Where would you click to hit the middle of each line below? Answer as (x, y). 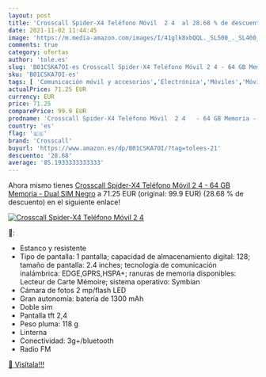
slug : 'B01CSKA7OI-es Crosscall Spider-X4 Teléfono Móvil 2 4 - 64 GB (127, 67)
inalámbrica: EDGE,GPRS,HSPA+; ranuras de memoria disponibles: (128, 273)
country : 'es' (32, 126)
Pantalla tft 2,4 (44, 316)
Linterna (33, 333)
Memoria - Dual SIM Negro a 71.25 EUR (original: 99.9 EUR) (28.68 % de (126, 194)
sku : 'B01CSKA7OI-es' (44, 74)
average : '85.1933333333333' (56, 163)
